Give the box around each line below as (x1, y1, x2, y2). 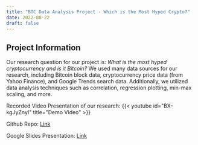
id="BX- (153, 102, 173, 109)
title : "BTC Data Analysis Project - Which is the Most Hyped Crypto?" (6, 8, 190, 15)
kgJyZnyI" (6, 109, 32, 116)
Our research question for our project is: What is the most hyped (6, 59, 167, 66)
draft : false (6, 20, 39, 26)
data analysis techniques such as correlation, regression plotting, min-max (6, 84, 192, 91)
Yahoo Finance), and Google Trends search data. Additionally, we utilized (6, 78, 188, 85)
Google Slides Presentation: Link (6, 132, 88, 140)
